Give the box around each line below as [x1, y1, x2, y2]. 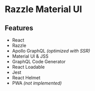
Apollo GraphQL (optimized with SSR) [12, 48, 90, 54]
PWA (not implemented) [12, 80, 62, 86]
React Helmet [12, 75, 41, 80]
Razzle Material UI [5, 4, 82, 15]
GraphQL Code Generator [12, 59, 66, 64]
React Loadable [12, 64, 45, 70]
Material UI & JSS [12, 53, 49, 59]
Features [5, 24, 33, 32]
